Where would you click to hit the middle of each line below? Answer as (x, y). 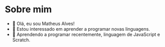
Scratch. (21, 40)
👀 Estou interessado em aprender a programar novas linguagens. (81, 29)
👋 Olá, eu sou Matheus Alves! (43, 24)
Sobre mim (28, 9)
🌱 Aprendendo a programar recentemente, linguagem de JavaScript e (86, 34)
